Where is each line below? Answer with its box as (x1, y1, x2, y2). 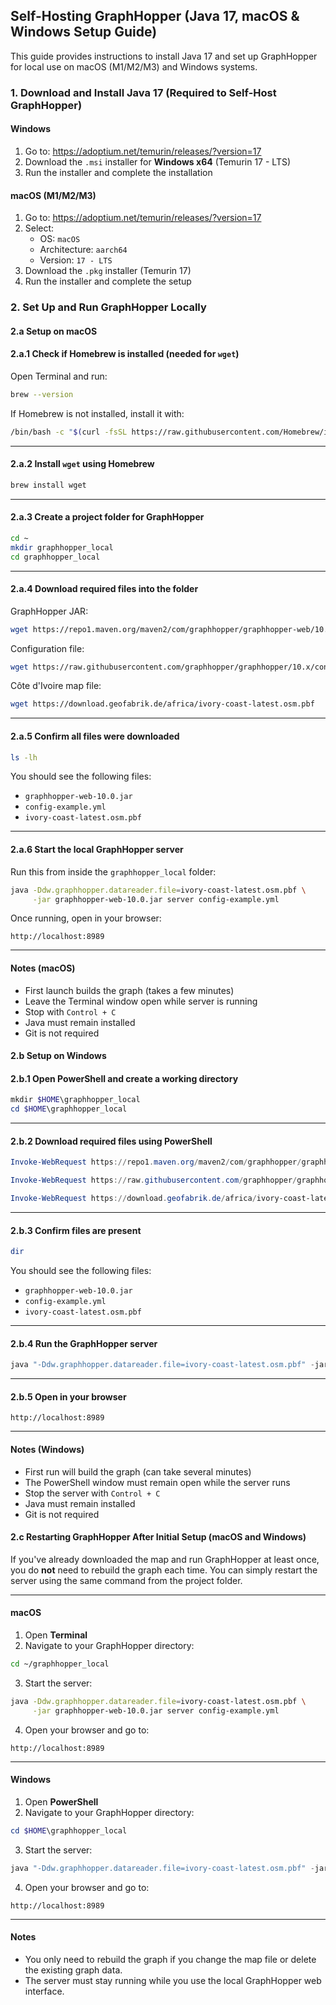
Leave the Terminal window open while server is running (24, 995, 258, 1007)
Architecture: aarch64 (39, 244, 128, 256)
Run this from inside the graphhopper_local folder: (10, 865, 217, 878)
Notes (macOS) (10, 962, 76, 974)
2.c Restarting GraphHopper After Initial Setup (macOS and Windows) (10, 1531, 307, 1543)
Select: (24, 222, 55, 234)
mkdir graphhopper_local (10, 542, 114, 553)
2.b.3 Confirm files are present (10, 1224, 142, 1236)
